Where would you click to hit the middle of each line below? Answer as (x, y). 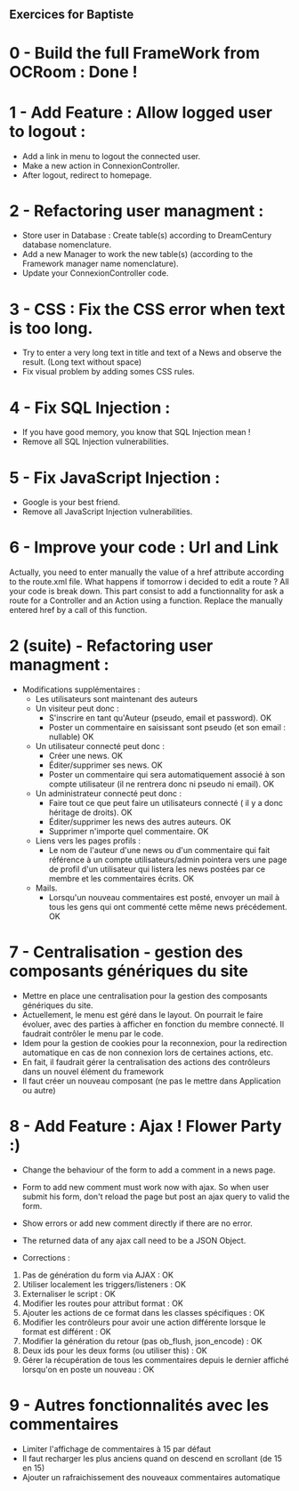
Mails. (46, 888)
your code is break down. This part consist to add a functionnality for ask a (147, 592)
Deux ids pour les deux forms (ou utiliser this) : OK (114, 1350)
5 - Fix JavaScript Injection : (115, 477)
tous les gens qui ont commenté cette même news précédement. (168, 907)
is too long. (51, 328)
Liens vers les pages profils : (88, 841)
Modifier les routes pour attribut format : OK (103, 1303)
